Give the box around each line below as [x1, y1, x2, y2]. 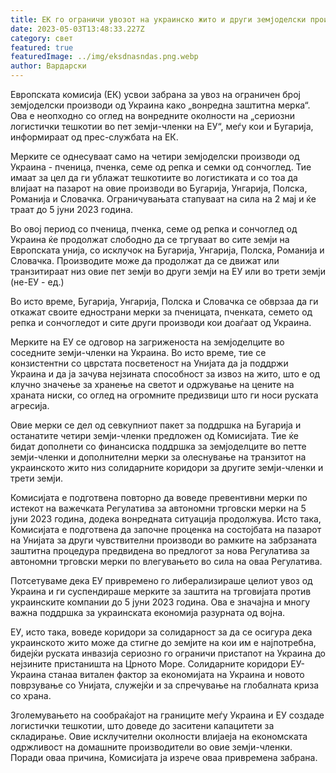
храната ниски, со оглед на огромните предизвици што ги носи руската [10, 389, 319, 401]
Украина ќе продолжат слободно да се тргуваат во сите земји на [10, 234, 290, 245]
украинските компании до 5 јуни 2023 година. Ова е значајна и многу [10, 596, 311, 608]
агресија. [10, 400, 50, 411]
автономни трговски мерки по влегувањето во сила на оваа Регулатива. [10, 556, 323, 567]
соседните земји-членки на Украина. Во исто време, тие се [10, 347, 267, 358]
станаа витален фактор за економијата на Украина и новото [48, 669, 305, 680]
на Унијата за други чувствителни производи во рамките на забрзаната [10, 534, 318, 546]
